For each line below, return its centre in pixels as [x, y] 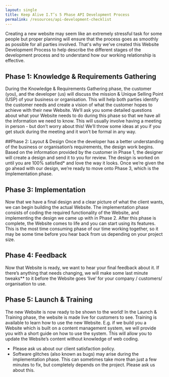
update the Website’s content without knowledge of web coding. [72, 339]
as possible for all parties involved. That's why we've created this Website [82, 45]
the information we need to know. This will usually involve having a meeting [83, 121]
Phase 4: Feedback [36, 255]
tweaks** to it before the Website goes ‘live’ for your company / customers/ [84, 278]
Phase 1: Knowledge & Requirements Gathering [81, 76]
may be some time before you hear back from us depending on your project [84, 234]
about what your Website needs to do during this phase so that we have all [83, 116]
